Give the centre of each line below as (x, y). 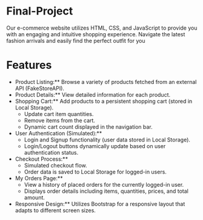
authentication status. (51, 152)
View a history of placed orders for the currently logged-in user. (104, 184)
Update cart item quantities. (59, 114)
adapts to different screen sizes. (55, 210)
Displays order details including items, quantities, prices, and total (106, 191)
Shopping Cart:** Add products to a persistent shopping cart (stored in (104, 101)
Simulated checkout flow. (56, 165)
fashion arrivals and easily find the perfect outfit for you (76, 40)
